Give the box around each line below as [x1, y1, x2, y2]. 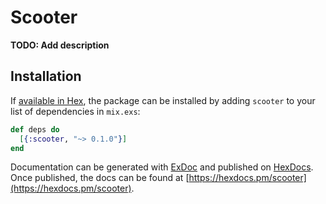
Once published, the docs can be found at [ [10, 172, 190, 184]
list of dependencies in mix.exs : [10, 105, 141, 117]
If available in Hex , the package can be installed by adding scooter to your [10, 94, 316, 106]
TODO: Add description [10, 39, 110, 51]
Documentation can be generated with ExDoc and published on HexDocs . [10, 161, 314, 173]
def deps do [10, 124, 60, 135]
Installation [10, 68, 82, 85]
